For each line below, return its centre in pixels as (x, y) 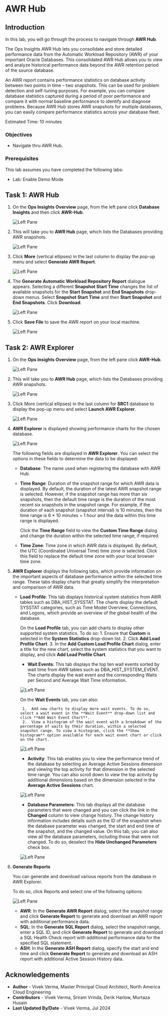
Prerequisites (22, 158)
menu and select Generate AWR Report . (54, 262)
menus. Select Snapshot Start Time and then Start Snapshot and (93, 297)
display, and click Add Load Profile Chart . (63, 654)
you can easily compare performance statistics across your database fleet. (82, 112)
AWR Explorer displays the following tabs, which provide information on (87, 571)
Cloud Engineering (32, 992)
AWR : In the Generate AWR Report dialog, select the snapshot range (91, 911)
